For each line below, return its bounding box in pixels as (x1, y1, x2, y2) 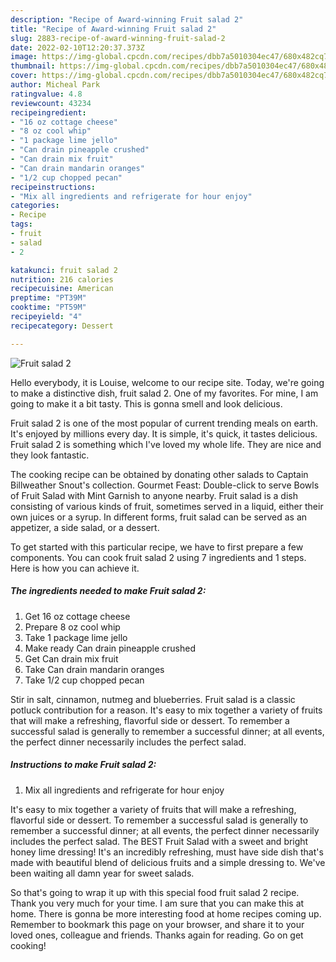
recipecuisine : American (10, 284, 114, 294)
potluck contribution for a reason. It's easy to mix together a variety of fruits (10, 704, 323, 716)
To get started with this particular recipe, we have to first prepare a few (10, 541, 304, 553)
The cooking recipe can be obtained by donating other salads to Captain (10, 468, 309, 480)
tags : (10, 219, 33, 230)
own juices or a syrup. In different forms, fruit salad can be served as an (10, 511, 308, 523)
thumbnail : (10, 61, 56, 71)
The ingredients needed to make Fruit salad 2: (10, 585, 207, 597)
